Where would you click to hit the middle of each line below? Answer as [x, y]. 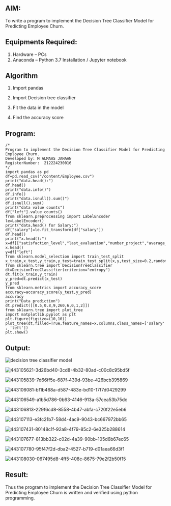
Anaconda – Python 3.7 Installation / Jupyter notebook [69, 60]
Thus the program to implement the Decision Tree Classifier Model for [79, 487]
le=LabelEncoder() [25, 221]
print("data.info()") [28, 190]
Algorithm [22, 76]
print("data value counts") [35, 208]
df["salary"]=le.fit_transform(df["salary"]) [54, 230]
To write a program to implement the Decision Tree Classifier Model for [80, 20]
